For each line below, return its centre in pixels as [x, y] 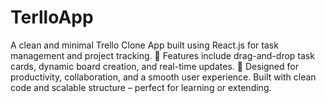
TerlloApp [52, 17]
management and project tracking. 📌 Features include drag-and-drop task [162, 55]
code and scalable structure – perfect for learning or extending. [141, 87]
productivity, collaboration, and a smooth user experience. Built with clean [163, 77]
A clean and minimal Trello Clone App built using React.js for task [144, 45]
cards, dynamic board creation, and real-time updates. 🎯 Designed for [154, 66]
